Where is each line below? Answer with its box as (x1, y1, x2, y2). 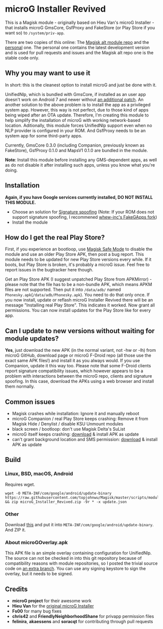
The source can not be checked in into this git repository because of (5, 555, 142, 561)
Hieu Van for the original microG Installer (12, 603, 94, 609)
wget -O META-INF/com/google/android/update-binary (5, 491, 112, 496)
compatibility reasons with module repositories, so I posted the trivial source (5, 560, 158, 566)
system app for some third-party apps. (5, 133, 82, 138)
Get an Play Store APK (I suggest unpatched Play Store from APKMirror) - (5, 276, 152, 282)
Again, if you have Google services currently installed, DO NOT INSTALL (5, 194, 153, 200)
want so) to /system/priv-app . (5, 30, 65, 36)
